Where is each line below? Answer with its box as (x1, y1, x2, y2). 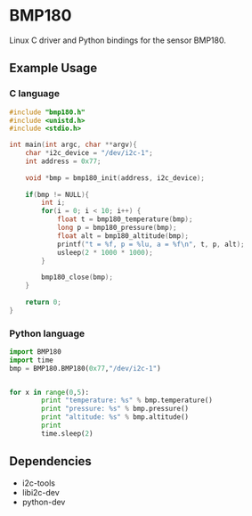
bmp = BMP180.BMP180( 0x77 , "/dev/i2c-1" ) (9, 364, 162, 373)
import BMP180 (9, 347, 62, 356)
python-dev (21, 496, 66, 507)
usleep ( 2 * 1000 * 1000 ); (56, 248, 153, 257)
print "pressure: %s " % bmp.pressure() (41, 405, 190, 414)
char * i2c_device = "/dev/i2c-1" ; (25, 149, 153, 158)
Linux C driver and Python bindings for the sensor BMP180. (9, 35, 227, 45)
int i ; (41, 198, 66, 208)
